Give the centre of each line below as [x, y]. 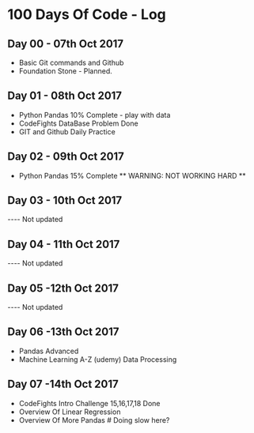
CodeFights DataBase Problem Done [79, 123]
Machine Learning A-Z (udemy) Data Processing [98, 359]
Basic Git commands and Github [71, 62]
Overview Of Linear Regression [70, 412]
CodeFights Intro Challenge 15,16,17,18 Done [89, 403]
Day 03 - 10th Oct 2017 [65, 200]
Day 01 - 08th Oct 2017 [65, 96]
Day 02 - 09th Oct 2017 [66, 157]
